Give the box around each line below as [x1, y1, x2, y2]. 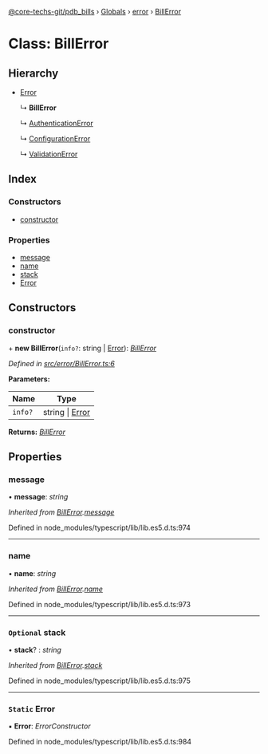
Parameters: [8, 374, 50, 384]
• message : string [8, 492, 69, 502]
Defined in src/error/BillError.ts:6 [8, 358, 116, 368]
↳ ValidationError [19, 149, 78, 159]
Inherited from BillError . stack [8, 660, 103, 669]
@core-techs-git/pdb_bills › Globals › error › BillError [8, 7, 182, 16]
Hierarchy [8, 66, 59, 80]
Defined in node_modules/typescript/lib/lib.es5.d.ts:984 [8, 737, 192, 747]
